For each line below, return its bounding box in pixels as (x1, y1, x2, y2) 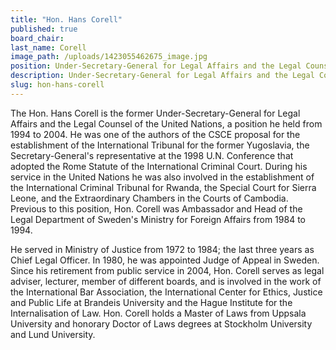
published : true (10, 24, 78, 34)
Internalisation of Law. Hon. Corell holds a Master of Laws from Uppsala (10, 307, 307, 319)
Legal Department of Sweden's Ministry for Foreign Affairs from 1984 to (10, 213, 306, 225)
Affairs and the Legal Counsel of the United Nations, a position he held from (10, 117, 323, 130)
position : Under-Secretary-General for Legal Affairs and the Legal (10, 61, 302, 71)
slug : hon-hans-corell (10, 80, 105, 90)
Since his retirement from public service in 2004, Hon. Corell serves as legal (10, 264, 325, 276)
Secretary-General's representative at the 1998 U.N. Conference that (10, 149, 294, 161)
